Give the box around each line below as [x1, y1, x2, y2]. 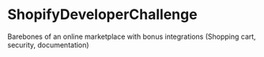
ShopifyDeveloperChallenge [7, 6, 198, 24]
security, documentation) [7, 40, 89, 49]
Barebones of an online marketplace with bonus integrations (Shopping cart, [7, 32, 256, 41]
